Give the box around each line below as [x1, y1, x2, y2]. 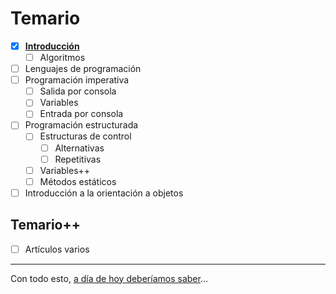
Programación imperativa [24, 74, 130, 86]
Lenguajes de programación [24, 63, 142, 75]
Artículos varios [24, 243, 90, 255]
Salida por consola [39, 85, 117, 97]
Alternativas [54, 142, 105, 154]
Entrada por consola [39, 108, 124, 120]
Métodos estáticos [39, 175, 117, 187]
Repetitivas [54, 153, 102, 165]
